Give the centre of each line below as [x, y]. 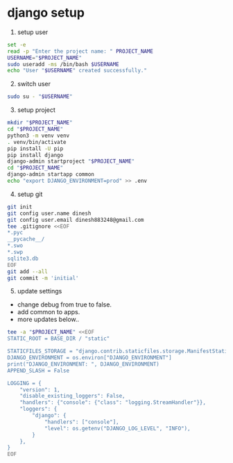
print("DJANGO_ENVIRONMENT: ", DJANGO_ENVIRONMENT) [83, 364]
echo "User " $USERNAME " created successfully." [77, 71]
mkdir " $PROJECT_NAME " [40, 123]
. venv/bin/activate [37, 142]
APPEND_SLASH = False [38, 371]
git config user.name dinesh [49, 213]
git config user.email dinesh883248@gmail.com [76, 220]
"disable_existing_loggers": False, [73, 396]
